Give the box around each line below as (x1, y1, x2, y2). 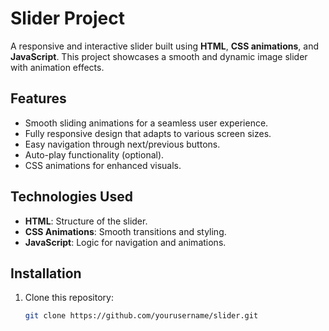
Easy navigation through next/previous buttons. (24, 138, 221, 150)
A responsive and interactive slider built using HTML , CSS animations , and (10, 40, 319, 52)
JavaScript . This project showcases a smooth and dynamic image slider (10, 50, 308, 62)
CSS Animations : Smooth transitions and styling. (24, 225, 227, 237)
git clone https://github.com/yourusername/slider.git (24, 311, 259, 321)
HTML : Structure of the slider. (24, 215, 148, 227)
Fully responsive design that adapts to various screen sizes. (24, 127, 272, 139)
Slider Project (10, 7, 125, 30)
